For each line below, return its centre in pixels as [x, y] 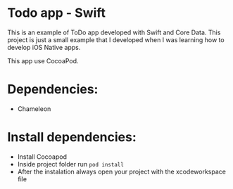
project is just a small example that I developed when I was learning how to [116, 39]
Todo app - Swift [57, 13]
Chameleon [34, 109]
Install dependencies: [72, 137]
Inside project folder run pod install [71, 164]
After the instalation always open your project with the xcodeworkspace [122, 171]
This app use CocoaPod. [43, 60]
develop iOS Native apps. [44, 47]
